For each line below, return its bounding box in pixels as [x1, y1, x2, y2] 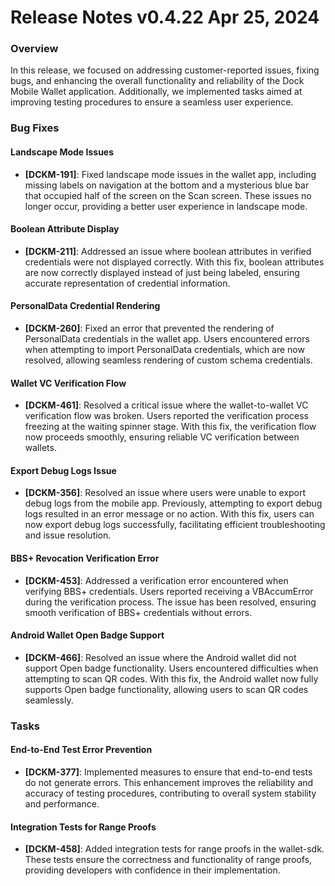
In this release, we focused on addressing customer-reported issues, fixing [10, 64, 320, 76]
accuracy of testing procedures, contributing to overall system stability [24, 787, 317, 799]
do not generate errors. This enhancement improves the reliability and [24, 776, 314, 788]
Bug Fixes [10, 121, 60, 135]
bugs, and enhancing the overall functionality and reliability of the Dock [10, 75, 305, 87]
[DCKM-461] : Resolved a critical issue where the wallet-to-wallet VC [24, 399, 309, 411]
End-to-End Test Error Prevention [10, 744, 153, 756]
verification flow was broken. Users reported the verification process [24, 410, 309, 422]
